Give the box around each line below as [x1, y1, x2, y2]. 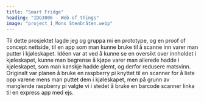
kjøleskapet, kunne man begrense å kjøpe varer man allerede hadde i [6, 56, 180, 64]
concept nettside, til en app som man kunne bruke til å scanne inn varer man [6, 43, 199, 51]
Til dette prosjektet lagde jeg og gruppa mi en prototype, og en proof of [6, 37, 186, 45]
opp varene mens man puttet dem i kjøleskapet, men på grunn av [6, 76, 170, 83]
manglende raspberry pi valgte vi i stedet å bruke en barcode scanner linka [6, 82, 195, 90]
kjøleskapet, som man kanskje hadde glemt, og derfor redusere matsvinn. [6, 63, 191, 70]
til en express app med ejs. [6, 89, 74, 97]
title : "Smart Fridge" [6, 9, 64, 15]
